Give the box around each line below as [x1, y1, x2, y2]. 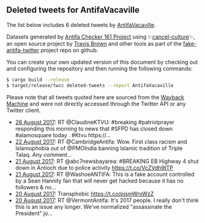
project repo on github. [40, 46, 99, 54]
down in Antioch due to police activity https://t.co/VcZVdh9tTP [15, 164, 173, 171]
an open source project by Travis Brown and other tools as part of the [6, 40, 182, 47]
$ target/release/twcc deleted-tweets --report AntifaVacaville [6, 82, 174, 88]
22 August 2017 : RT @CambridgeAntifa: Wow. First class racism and [15, 138, 188, 145]
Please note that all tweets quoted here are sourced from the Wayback [6, 93, 185, 100]
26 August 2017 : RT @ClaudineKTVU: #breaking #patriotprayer [15, 118, 175, 126]
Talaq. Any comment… [15, 151, 72, 158]
